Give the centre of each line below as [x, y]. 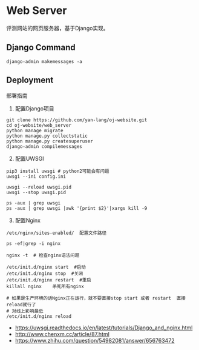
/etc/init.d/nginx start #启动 [46, 267]
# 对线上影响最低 [25, 311]
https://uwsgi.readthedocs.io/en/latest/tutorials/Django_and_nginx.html [104, 328]
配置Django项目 [34, 108]
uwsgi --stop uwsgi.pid [36, 192]
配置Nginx [28, 220]
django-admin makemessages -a [44, 61]
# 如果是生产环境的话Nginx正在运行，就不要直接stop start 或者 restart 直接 [96, 298]
